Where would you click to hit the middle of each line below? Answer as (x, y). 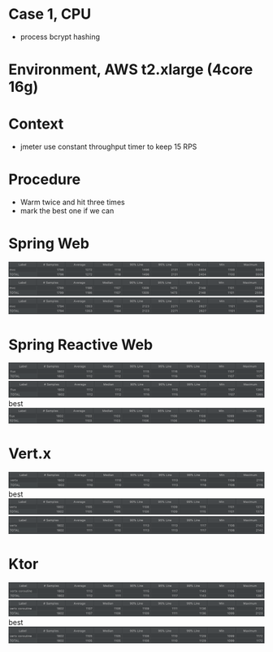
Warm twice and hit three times (72, 202)
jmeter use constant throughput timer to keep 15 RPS (108, 147)
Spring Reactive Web (81, 345)
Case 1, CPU (50, 14)
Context (36, 124)
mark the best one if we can (67, 211)
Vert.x (30, 454)
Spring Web (49, 244)
